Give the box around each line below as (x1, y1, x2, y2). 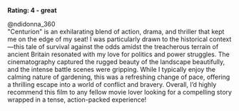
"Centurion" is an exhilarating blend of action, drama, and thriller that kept (7, 28, 225, 36)
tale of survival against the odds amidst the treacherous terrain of (26, 43, 219, 51)
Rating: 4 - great (7, 6, 57, 14)
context (209, 35, 232, 43)
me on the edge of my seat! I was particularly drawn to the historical (7, 35, 208, 43)
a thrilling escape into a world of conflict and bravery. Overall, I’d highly (7, 80, 217, 88)
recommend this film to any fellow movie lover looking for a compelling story (7, 88, 232, 96)
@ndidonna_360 (7, 20, 56, 28)
